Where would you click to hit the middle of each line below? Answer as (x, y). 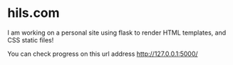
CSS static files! (31, 40)
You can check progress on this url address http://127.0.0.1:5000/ (103, 54)
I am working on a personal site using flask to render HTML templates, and (117, 32)
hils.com (33, 13)
